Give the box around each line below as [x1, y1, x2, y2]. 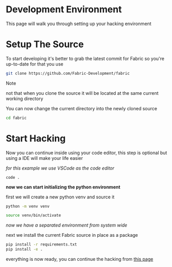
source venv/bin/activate [6, 213, 61, 218]
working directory [6, 95, 44, 101]
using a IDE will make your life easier [6, 155, 83, 161]
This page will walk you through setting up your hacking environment [6, 20, 152, 27]
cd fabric [6, 115, 27, 120]
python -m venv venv [6, 203, 50, 209]
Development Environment [6, 4, 122, 15]
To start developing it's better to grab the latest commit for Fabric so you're [6, 55, 164, 61]
